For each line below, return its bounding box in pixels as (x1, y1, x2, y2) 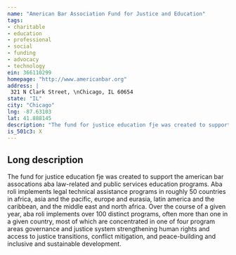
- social (7, 43, 33, 50)
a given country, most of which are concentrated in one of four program (7, 217, 216, 225)
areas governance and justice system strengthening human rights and (7, 225, 210, 233)
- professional (7, 37, 52, 44)
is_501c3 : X (7, 128, 42, 135)
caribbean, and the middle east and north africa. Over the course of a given (7, 202, 226, 211)
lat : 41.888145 (7, 115, 52, 122)
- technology (7, 63, 46, 70)
